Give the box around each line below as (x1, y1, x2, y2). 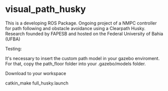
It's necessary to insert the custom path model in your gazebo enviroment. (5, 55, 160, 61)
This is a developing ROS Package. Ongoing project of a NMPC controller (5, 20, 157, 26)
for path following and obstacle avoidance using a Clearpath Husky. (5, 25, 146, 31)
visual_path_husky (5, 3, 87, 15)
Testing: (5, 45, 22, 51)
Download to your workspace (5, 70, 66, 76)
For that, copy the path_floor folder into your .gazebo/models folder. (5, 60, 146, 66)
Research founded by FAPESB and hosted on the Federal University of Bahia (5, 30, 163, 36)
